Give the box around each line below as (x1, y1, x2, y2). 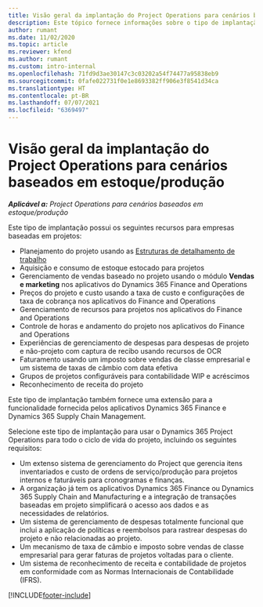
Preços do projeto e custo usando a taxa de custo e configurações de (19, 288, 245, 297)
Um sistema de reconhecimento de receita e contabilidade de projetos (19, 558, 247, 568)
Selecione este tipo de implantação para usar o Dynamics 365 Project (8, 427, 233, 436)
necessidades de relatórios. (19, 508, 110, 518)
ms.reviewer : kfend (8, 48, 72, 56)
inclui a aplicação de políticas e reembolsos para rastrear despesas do (19, 525, 248, 534)
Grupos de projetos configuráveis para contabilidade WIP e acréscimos (19, 371, 250, 380)
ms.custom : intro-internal (8, 63, 96, 71)
